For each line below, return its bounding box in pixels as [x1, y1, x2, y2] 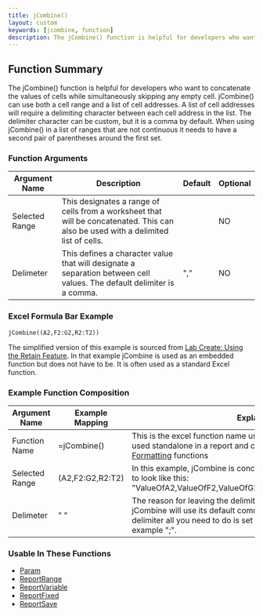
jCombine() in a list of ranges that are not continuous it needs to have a [8, 125, 237, 134]
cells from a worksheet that [61, 206, 162, 217]
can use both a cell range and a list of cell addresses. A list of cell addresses [8, 100, 255, 110]
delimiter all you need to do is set [131, 515, 253, 526]
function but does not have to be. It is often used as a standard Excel [8, 359, 230, 369]
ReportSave [19, 600, 58, 609]
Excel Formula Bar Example [8, 311, 113, 322]
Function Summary [8, 62, 103, 75]
